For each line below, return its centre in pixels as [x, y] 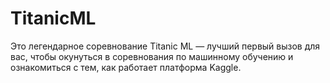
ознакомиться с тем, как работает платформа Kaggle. [126, 67]
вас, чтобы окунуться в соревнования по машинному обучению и [152, 56]
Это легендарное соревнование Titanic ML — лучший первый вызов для [165, 46]
